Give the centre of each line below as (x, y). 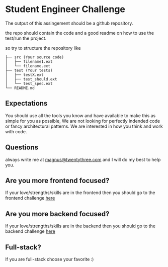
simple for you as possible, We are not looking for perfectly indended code (82, 121)
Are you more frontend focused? (57, 180)
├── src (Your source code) (35, 57)
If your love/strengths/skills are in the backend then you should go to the (80, 226)
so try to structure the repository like (43, 48)
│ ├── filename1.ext (29, 61)
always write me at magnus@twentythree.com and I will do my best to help (83, 159)
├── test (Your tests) (29, 70)
